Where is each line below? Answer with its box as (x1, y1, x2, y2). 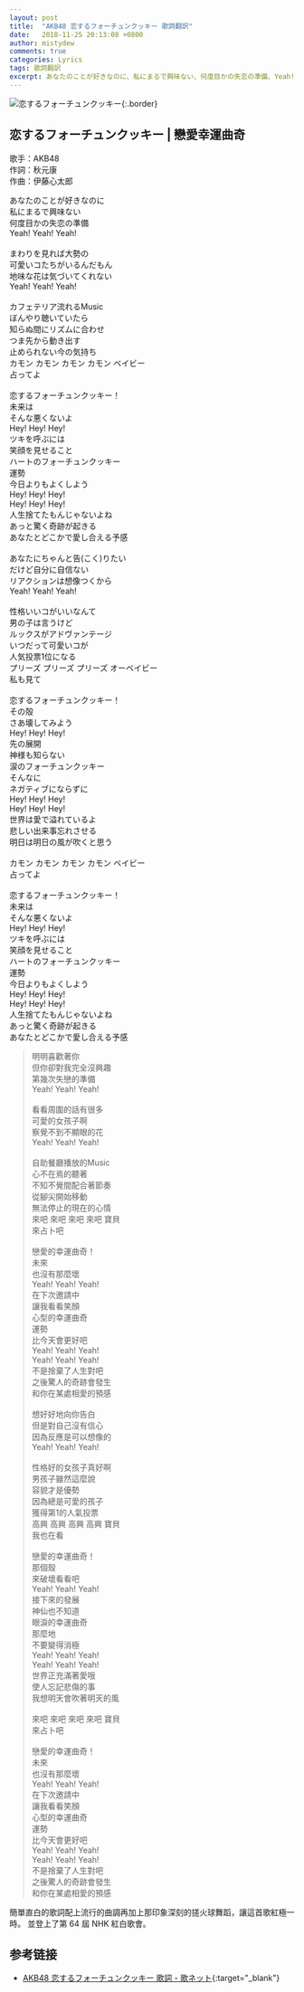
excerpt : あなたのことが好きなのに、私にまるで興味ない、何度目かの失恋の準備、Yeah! (9, 72, 296, 81)
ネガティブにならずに (9, 783, 89, 794)
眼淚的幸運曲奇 (31, 1617, 88, 1627)
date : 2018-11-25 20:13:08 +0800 (9, 30, 144, 39)
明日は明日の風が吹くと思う (9, 836, 113, 847)
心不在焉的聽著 (31, 1168, 88, 1179)
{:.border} (121, 98, 158, 109)
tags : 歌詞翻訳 (9, 64, 62, 73)
